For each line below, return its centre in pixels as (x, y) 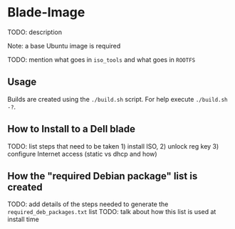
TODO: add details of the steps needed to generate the (88, 204)
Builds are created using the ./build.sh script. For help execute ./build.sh (117, 99)
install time (23, 219)
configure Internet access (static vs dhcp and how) (83, 154)
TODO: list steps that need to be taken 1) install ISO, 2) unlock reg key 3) (113, 146)
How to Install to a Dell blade (71, 129)
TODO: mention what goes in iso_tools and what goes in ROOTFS (101, 59)
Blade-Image (46, 12)
